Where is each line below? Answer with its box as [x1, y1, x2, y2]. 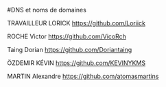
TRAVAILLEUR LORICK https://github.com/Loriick [7, 19, 146, 27]
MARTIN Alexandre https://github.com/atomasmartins [7, 72, 159, 80]
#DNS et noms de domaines [7, 6, 87, 14]
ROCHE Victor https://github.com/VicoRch [7, 32, 127, 40]
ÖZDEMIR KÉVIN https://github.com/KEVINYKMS [7, 59, 146, 67]
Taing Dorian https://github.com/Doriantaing [7, 46, 132, 53]
